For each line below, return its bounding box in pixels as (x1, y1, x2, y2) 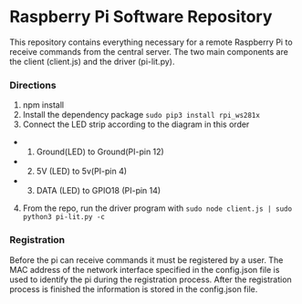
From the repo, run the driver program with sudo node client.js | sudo (22, 203, 293, 214)
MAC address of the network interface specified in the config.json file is (9, 264, 280, 275)
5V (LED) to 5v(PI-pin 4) (36, 166, 128, 177)
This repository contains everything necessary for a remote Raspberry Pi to (9, 37, 294, 47)
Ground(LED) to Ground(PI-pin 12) (36, 146, 164, 157)
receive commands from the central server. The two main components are (9, 46, 289, 57)
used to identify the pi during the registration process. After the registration (9, 274, 292, 285)
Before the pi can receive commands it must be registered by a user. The (9, 254, 284, 266)
